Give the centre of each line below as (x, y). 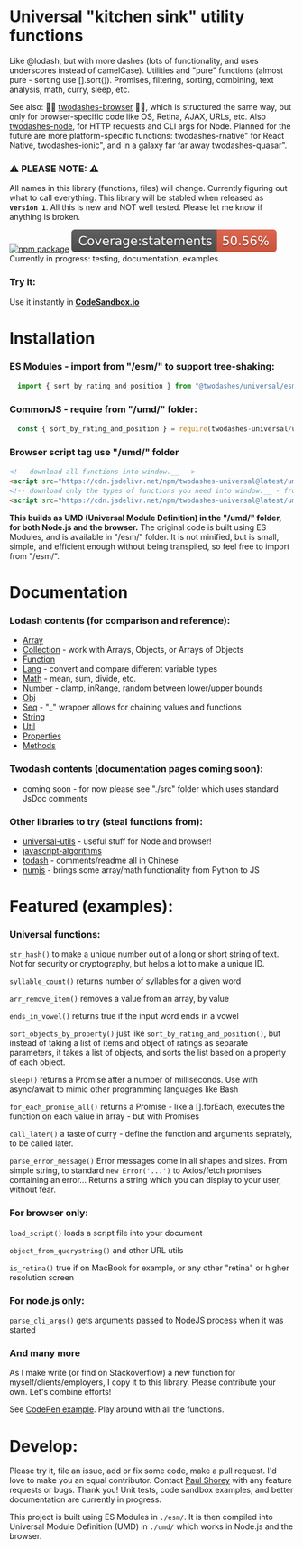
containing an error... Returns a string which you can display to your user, (145, 1180)
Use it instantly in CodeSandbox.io (74, 302)
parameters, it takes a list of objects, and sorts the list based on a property (148, 1053)
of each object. (37, 1062)
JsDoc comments (55, 798)
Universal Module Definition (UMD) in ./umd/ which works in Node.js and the (151, 1526)
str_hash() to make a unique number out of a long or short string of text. (144, 954)
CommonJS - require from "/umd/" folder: (104, 409)
